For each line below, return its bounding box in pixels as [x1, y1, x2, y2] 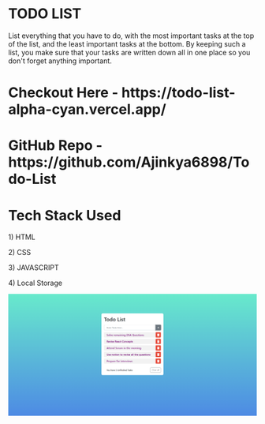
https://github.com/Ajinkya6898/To [8, 153, 250, 171]
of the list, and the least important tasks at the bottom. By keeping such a [8, 39, 246, 48]
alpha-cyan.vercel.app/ [8, 100, 167, 118]
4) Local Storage [8, 278, 63, 288]
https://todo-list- [121, 84, 236, 102]
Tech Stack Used [8, 206, 121, 224]
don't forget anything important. [8, 56, 112, 66]
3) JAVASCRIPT [8, 263, 59, 272]
